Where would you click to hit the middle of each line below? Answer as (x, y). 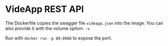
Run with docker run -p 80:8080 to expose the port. (59, 38)
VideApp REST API (45, 9)
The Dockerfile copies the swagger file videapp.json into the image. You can (84, 23)
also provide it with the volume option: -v (48, 28)
